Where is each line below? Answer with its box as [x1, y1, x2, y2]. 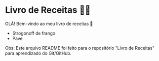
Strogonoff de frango [12, 30, 56, 36]
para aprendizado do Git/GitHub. [5, 50, 72, 56]
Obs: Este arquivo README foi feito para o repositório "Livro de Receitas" [5, 45, 155, 51]
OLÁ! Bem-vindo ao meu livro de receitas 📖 [5, 21, 93, 27]
